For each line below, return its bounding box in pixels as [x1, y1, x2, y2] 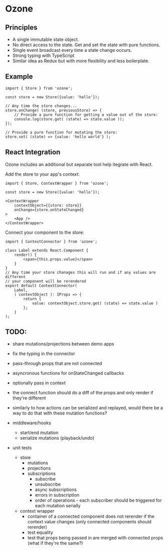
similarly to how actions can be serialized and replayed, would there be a [12, 405, 163, 411]
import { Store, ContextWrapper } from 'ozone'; [5, 181, 109, 186]
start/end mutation [20, 430, 59, 436]
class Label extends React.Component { [5, 248, 89, 253]
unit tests [12, 445, 32, 451]
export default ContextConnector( [5, 283, 78, 288]
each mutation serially [35, 503, 81, 509]
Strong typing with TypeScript [12, 52, 75, 58]
